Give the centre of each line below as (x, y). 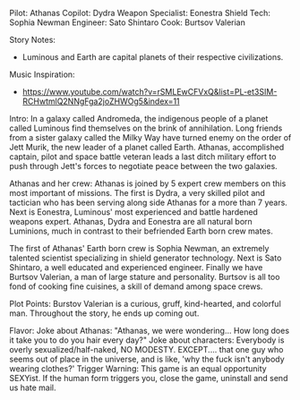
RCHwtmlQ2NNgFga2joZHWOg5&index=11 (101, 101)
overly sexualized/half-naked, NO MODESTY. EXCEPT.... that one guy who (146, 349)
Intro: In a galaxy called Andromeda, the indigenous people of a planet (139, 119)
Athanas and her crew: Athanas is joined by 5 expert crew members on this (148, 183)
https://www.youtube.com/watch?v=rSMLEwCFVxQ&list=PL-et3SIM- (150, 92)
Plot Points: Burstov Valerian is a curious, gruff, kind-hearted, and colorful (146, 304)
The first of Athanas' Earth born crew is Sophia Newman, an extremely (139, 248)
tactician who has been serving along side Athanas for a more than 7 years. (149, 202)
